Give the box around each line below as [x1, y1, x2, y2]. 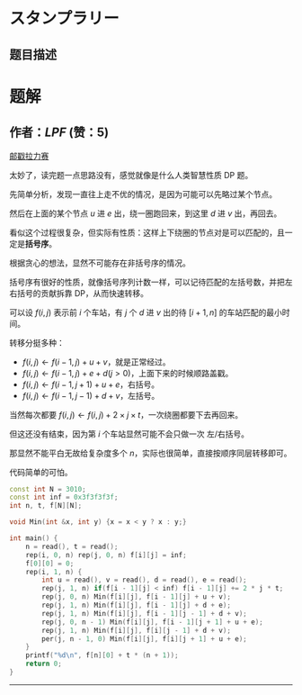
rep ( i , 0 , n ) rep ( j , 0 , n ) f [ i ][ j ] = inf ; [25, 550, 187, 559]
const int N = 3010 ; [9, 484, 87, 493]
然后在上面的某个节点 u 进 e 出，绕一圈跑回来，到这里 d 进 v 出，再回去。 [9, 208, 282, 219]
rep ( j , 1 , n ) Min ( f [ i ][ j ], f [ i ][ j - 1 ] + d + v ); [41, 626, 232, 635]
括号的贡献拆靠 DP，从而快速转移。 [16, 287, 148, 298]
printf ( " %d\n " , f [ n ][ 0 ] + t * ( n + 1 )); [25, 651, 179, 660]
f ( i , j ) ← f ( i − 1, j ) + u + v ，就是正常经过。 [22, 357, 171, 367]
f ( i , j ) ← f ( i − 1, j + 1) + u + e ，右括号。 [22, 379, 160, 390]
